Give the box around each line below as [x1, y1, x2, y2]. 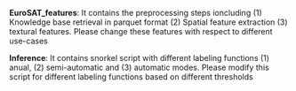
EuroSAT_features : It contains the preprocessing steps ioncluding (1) [9, 8, 262, 18]
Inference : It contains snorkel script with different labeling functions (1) [9, 53, 269, 63]
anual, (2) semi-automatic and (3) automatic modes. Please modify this [9, 62, 269, 72]
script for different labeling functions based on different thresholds [9, 72, 253, 82]
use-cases [9, 35, 49, 46]
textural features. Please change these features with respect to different [9, 27, 273, 36]
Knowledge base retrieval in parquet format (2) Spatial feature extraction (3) [9, 17, 288, 27]
